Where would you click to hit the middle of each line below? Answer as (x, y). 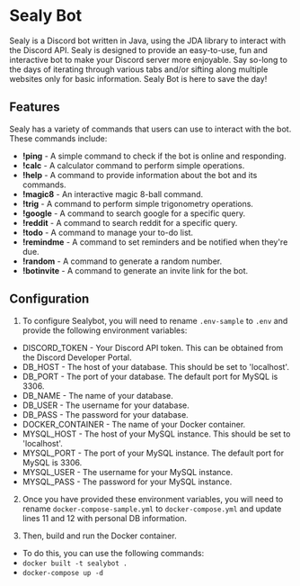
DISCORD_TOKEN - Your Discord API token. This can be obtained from (153, 347)
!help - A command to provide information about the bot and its (140, 175)
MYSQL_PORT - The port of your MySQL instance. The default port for (153, 453)
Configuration (49, 299)
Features (35, 108)
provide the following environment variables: (105, 330)
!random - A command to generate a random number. (122, 261)
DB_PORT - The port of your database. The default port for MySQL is (150, 376)
